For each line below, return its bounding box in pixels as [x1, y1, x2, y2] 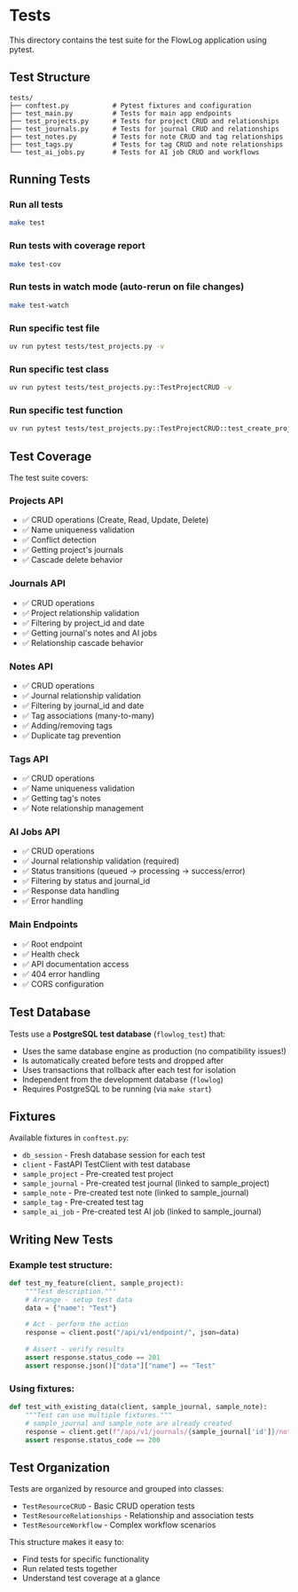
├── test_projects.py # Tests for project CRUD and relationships [9, 116, 279, 125]
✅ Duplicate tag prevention [21, 729, 122, 741]
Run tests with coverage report [9, 240, 145, 252]
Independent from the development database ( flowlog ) [21, 1074, 223, 1084]
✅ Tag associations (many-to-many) [21, 710, 155, 721]
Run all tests [9, 199, 64, 211]
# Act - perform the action [25, 1320, 129, 1329]
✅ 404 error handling [21, 968, 100, 979]
